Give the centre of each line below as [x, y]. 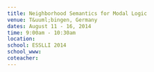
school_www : [24, 52]
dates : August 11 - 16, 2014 [49, 26]
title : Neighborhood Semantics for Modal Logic [77, 13]
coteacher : [23, 58]
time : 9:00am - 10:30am [42, 33]
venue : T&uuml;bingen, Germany [52, 20]
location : [22, 39]
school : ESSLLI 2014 [37, 45]
